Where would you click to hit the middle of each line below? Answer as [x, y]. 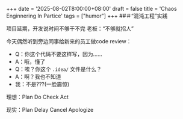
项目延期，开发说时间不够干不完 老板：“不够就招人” [70, 29]
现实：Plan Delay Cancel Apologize [50, 110]
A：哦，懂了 [30, 62]
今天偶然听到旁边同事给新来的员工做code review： [69, 41]
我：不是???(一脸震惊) [42, 84]
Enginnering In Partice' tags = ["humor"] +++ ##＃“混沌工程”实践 [87, 16]
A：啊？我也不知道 [38, 77]
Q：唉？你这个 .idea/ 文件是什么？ [58, 69]
